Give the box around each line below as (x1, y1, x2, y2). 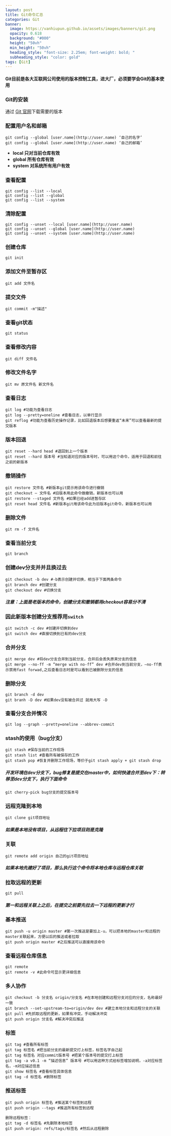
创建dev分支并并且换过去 (5, 564, 67, 571)
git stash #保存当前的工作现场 (5, 747, 64, 753)
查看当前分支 (5, 539, 37, 546)
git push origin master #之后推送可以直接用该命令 (5, 940, 106, 945)
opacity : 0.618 (10, 31, 42, 36)
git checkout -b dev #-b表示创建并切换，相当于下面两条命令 (5, 577, 122, 582)
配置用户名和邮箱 (5, 122, 47, 129)
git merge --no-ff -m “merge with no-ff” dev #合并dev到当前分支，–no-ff (5, 662, 158, 667)
